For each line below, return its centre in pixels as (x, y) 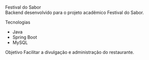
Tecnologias (18, 22)
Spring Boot (25, 37)
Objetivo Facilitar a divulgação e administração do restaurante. (70, 52)
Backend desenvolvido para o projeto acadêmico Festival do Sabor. (74, 12)
